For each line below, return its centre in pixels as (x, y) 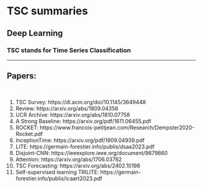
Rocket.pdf (29, 134)
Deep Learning (35, 33)
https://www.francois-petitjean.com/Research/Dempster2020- (117, 128)
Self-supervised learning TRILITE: (57, 172)
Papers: (22, 76)
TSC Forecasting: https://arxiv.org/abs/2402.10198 (78, 165)
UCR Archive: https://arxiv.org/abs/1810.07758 (73, 114)
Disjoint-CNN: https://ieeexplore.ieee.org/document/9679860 (92, 153)
